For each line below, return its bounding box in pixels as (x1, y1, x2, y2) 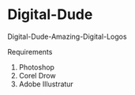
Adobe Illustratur (18, 79, 74, 89)
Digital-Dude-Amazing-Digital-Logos (7, 32, 127, 41)
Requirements (7, 47, 53, 56)
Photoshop (18, 62, 54, 72)
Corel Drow (18, 70, 56, 80)
